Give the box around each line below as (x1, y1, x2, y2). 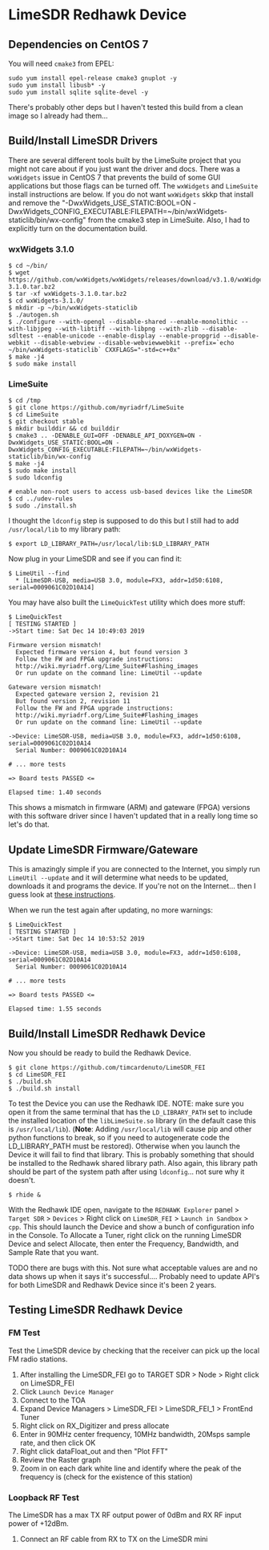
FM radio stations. (8, 1354, 68, 1364)
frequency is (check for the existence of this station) (19, 1471, 194, 1481)
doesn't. (8, 1176, 36, 1185)
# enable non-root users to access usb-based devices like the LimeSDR (8, 488, 252, 496)
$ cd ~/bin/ (8, 262, 48, 270)
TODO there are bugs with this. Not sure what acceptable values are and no (8, 1263, 258, 1273)
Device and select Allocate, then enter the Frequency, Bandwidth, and (8, 1239, 239, 1248)
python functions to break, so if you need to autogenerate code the (8, 1133, 230, 1143)
